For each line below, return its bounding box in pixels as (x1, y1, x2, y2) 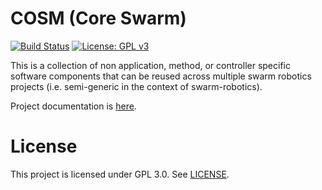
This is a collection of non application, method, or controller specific (10, 59, 291, 71)
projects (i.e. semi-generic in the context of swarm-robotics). (10, 80, 263, 92)
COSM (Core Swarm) (10, 7, 187, 30)
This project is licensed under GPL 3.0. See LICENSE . (10, 168, 230, 180)
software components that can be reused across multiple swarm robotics (10, 70, 312, 82)
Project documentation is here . (10, 100, 137, 112)
